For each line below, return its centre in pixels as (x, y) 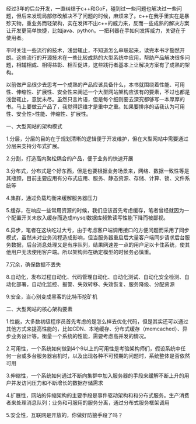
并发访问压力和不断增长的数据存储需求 (57, 383)
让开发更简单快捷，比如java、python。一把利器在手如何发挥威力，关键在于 (96, 30)
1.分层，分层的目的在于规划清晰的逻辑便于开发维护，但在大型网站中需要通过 (97, 139)
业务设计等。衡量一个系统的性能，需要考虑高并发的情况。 (80, 336)
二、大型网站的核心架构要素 (39, 309)
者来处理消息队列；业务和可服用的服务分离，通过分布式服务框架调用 (88, 403)
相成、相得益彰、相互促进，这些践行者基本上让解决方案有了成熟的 (105, 65)
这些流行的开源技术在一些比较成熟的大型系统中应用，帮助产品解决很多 (100, 58)
